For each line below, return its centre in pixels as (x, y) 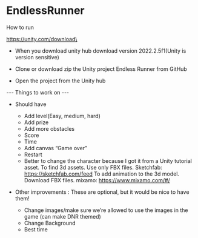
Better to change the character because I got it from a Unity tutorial (108, 160)
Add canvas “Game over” (56, 148)
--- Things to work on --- (38, 92)
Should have (31, 104)
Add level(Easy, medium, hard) (62, 116)
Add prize (36, 122)
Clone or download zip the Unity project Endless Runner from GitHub (101, 69)
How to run (20, 27)
